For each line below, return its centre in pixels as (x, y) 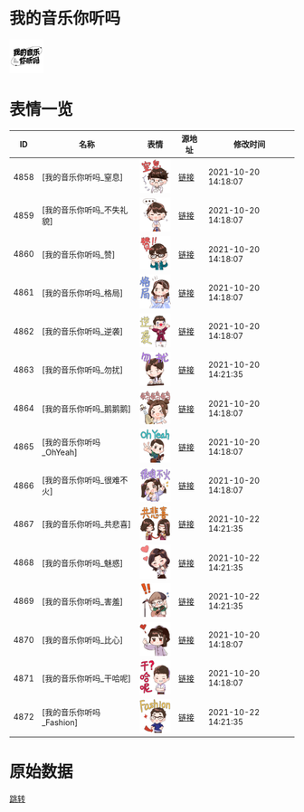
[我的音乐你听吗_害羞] (83, 601)
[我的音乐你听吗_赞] (79, 254)
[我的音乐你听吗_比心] (83, 640)
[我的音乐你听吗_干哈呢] (86, 678)
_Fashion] (60, 722)
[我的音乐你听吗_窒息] (83, 177)
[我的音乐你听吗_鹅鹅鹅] (86, 409)
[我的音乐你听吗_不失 (81, 210)
